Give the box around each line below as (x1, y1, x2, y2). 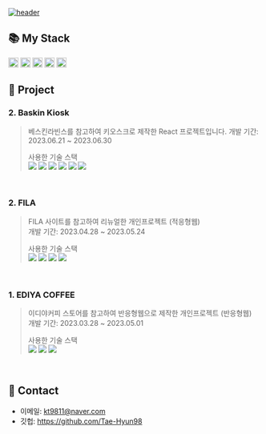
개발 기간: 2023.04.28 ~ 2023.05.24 (27, 227, 146, 236)
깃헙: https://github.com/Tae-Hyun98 (19, 416, 143, 426)
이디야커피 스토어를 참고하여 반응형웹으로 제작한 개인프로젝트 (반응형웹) (27, 308, 252, 318)
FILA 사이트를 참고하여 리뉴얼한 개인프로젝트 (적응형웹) (27, 216, 200, 226)
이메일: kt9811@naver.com (19, 406, 106, 416)
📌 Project (8, 83, 54, 97)
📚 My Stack (8, 32, 71, 46)
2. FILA (8, 197, 36, 208)
